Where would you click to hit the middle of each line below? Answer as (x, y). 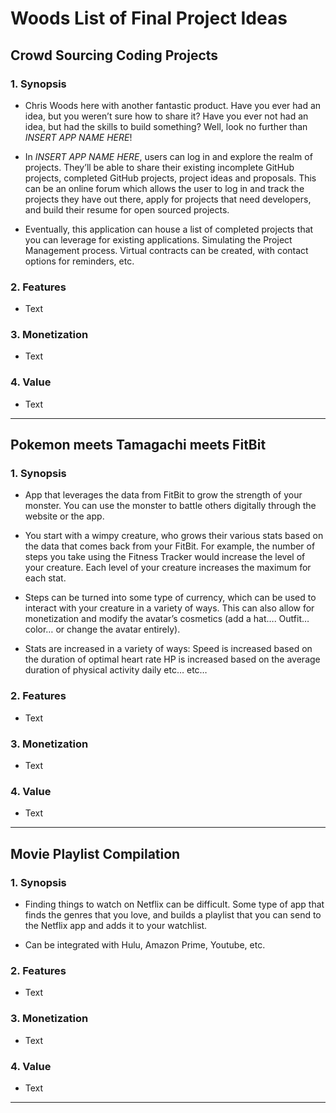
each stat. (45, 578)
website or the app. (64, 516)
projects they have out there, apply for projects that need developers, (168, 199)
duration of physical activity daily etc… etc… (116, 670)
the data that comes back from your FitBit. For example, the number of (170, 546)
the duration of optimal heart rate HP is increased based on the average (172, 659)
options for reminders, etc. (79, 261)
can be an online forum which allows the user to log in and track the (164, 188)
